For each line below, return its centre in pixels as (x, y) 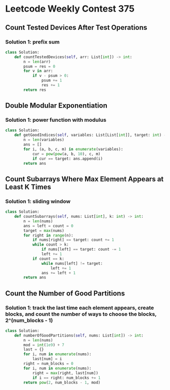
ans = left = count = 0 (48, 226)
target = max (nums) (44, 230)
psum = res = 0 (39, 66)
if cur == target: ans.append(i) (67, 159)
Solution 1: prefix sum (32, 42)
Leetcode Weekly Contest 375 (70, 9)
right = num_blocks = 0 (48, 364)
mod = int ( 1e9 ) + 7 (44, 345)
